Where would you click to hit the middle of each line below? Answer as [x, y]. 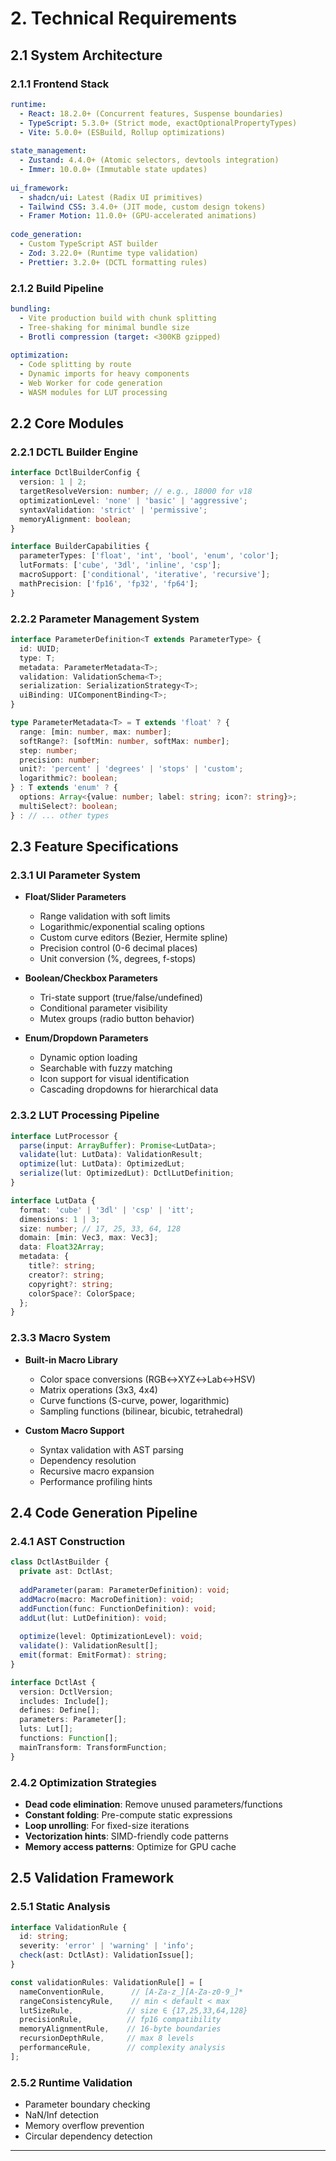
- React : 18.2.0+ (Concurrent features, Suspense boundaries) [151, 113]
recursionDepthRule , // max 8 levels [107, 2038]
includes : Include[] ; [64, 1701]
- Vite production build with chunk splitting [118, 318]
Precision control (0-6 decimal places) [118, 948]
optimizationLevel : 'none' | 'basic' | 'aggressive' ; [133, 500]
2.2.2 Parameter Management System [105, 619]
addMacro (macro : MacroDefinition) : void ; [107, 1599]
